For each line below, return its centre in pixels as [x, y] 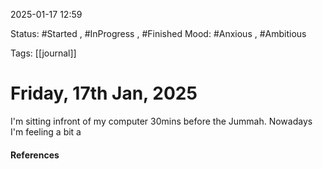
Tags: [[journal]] [43, 53]
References [35, 155]
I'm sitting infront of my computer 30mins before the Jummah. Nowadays [161, 121]
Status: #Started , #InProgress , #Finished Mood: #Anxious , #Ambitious [158, 33]
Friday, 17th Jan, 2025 [104, 93]
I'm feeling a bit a [46, 131]
